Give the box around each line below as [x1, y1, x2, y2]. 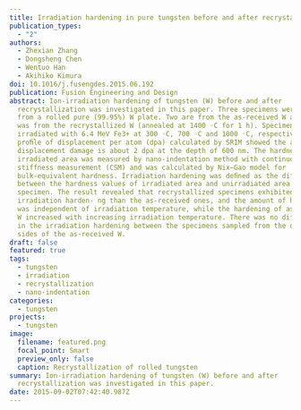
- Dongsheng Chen [17, 55, 82, 64]
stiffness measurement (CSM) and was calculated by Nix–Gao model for [17, 163, 287, 172]
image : [9, 329, 34, 338]
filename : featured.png [17, 337, 106, 346]
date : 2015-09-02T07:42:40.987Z [9, 388, 130, 397]
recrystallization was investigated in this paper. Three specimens [17, 105, 279, 114]
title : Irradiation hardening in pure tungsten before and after [9, 13, 258, 22]
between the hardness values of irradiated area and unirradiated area [17, 180, 291, 189]
